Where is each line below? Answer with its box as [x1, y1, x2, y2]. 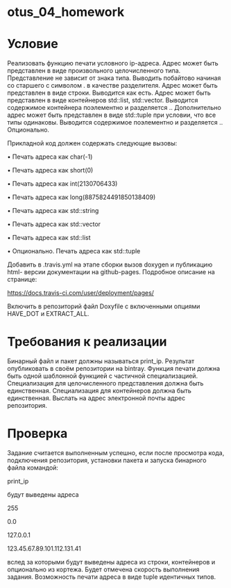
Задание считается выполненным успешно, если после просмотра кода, [7, 449, 225, 456]
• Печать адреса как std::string [7, 207, 99, 215]
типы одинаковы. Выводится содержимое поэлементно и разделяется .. [7, 118, 223, 127]
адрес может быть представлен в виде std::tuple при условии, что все [7, 111, 216, 119]
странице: [7, 276, 37, 284]
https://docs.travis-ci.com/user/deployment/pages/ [7, 289, 155, 297]
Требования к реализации [7, 334, 167, 350]
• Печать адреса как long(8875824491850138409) [7, 193, 156, 202]
